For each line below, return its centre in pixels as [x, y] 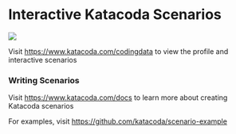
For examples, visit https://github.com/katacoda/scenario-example [118, 121]
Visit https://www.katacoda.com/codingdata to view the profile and [118, 51]
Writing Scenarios [44, 80]
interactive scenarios [43, 59]
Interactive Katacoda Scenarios [115, 15]
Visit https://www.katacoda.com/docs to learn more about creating [118, 98]
